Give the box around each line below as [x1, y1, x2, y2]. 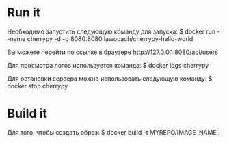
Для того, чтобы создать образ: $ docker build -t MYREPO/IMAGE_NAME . [7, 128, 220, 136]
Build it [7, 106, 48, 121]
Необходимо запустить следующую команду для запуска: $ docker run [7, 27, 216, 36]
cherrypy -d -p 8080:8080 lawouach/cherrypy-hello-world [27, 34, 193, 42]
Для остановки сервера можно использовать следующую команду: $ [7, 74, 213, 83]
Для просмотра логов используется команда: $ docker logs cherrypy [7, 61, 209, 69]
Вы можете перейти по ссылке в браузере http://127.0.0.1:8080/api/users [7, 48, 219, 56]
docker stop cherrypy [7, 81, 68, 90]
